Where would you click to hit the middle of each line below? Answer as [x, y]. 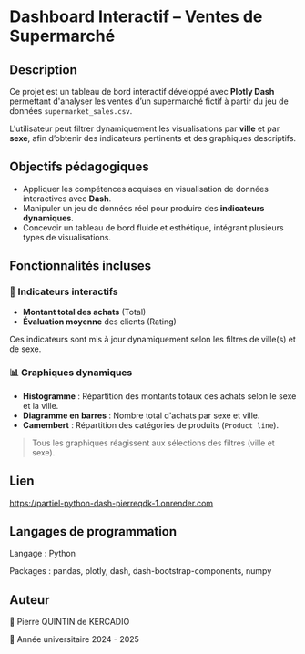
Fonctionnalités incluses [81, 266]
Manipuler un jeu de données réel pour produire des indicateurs [143, 208]
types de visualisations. [67, 237]
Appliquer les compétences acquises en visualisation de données [145, 189]
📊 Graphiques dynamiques [71, 373]
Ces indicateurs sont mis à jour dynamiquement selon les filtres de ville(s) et [152, 339]
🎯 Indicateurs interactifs [64, 291]
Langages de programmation [93, 531]
